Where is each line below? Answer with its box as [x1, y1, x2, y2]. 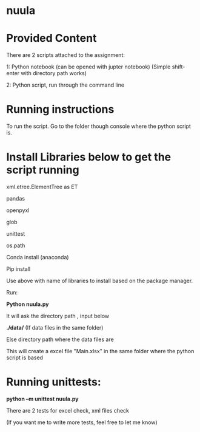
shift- [172, 63, 185, 70]
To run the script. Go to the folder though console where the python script [6, 122, 191, 130]
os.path [6, 242, 25, 249]
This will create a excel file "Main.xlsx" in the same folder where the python [6, 348, 195, 354]
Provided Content [6, 32, 97, 45]
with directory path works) [21, 70, 87, 77]
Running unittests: [6, 375, 101, 389]
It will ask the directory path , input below [6, 313, 110, 319]
